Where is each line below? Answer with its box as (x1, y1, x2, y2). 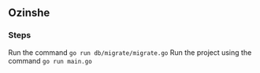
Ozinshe (8, 6, 50, 20)
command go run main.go (8, 56, 92, 65)
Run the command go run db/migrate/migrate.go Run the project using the (8, 47, 252, 57)
